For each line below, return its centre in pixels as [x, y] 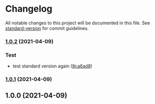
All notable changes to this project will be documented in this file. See [78, 23]
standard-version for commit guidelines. [47, 28]
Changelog [29, 9]
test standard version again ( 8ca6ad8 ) [52, 66]
